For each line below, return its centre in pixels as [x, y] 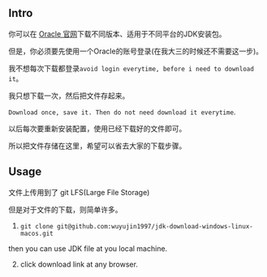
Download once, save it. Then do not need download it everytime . [122, 112]
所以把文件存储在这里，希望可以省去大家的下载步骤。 [97, 146]
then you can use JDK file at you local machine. [88, 248]
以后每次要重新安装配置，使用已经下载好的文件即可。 [97, 128]
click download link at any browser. [79, 264]
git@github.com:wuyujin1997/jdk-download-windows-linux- [155, 226]
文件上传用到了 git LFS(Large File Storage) [79, 192]
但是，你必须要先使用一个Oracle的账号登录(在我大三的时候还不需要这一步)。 [136, 51]
